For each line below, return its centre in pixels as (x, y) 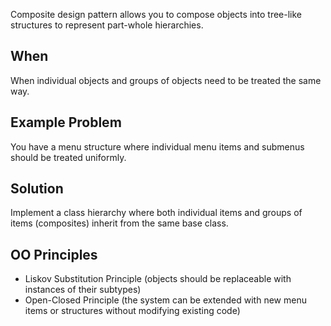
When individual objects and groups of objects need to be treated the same (166, 80)
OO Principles (54, 254)
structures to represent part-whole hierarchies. (107, 25)
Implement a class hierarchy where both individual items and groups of (156, 213)
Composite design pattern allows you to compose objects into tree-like (156, 14)
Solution (37, 189)
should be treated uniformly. (68, 157)
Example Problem (66, 122)
